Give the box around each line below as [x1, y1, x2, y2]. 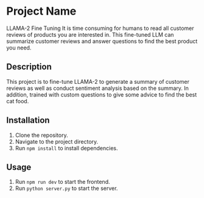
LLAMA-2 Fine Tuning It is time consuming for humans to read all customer [6, 24, 194, 32]
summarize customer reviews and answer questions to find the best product [6, 37, 198, 45]
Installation [6, 115, 50, 126]
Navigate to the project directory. [15, 137, 99, 145]
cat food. [6, 97, 29, 105]
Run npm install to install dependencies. [15, 144, 118, 152]
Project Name [6, 4, 77, 18]
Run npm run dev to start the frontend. [15, 178, 110, 186]
